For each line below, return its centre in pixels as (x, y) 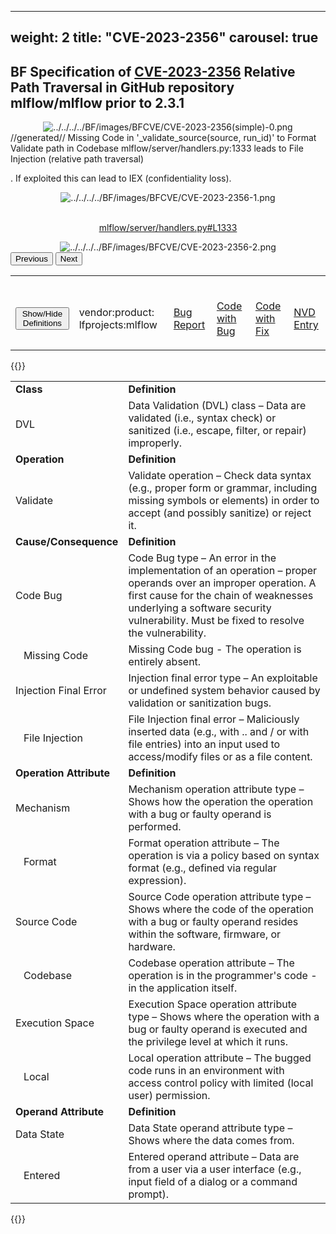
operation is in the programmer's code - (223, 976)
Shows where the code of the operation (221, 909)
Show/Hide (42, 314)
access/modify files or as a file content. (220, 757)
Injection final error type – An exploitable (223, 678)
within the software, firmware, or (205, 934)
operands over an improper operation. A (222, 583)
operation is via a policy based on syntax (224, 856)
